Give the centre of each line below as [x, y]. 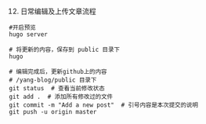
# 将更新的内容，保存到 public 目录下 [65, 50]
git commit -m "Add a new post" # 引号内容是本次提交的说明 [104, 105]
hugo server [28, 35]
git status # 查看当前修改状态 [57, 89]
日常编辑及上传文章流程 [58, 11]
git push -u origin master [53, 112]
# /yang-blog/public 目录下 [53, 80]
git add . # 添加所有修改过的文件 [61, 97]
